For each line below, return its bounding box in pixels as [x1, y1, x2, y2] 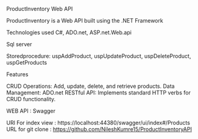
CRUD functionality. [6, 96, 56, 102]
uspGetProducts [6, 59, 48, 66]
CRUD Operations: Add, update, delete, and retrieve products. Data [6, 82, 175, 90]
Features [6, 71, 29, 78]
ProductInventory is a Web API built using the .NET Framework [6, 17, 163, 24]
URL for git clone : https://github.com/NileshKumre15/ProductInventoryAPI [6, 126, 192, 133]
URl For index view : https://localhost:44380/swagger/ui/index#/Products [6, 119, 191, 126]
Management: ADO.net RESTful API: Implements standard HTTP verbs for [6, 89, 191, 96]
